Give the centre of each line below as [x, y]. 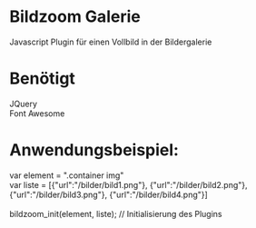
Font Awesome [37, 113]
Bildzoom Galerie [75, 17]
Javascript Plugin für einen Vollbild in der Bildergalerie [111, 42]
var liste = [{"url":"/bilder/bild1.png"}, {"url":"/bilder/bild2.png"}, [128, 184]
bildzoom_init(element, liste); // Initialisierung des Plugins [116, 213]
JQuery [24, 104]
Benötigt [42, 79]
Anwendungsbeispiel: [94, 150]
